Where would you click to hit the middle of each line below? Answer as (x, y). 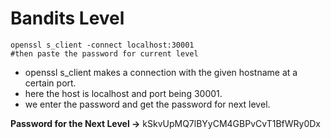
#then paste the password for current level (104, 53)
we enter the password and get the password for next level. (147, 104)
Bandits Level (67, 18)
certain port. (50, 83)
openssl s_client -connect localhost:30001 (102, 45)
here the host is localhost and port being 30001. (123, 93)
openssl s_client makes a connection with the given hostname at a (161, 72)
